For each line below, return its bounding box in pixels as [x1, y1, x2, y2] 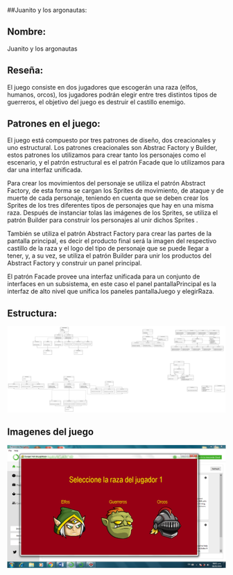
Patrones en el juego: [7, 118, 101, 130]
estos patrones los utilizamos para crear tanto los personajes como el [7, 151, 206, 159]
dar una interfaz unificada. [7, 166, 83, 174]
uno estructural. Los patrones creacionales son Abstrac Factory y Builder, [7, 144, 218, 152]
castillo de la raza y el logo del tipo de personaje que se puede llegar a [7, 244, 209, 253]
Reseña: [7, 65, 44, 76]
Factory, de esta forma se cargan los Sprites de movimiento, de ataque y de [7, 187, 224, 195]
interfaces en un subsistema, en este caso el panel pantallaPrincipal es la [7, 280, 217, 288]
